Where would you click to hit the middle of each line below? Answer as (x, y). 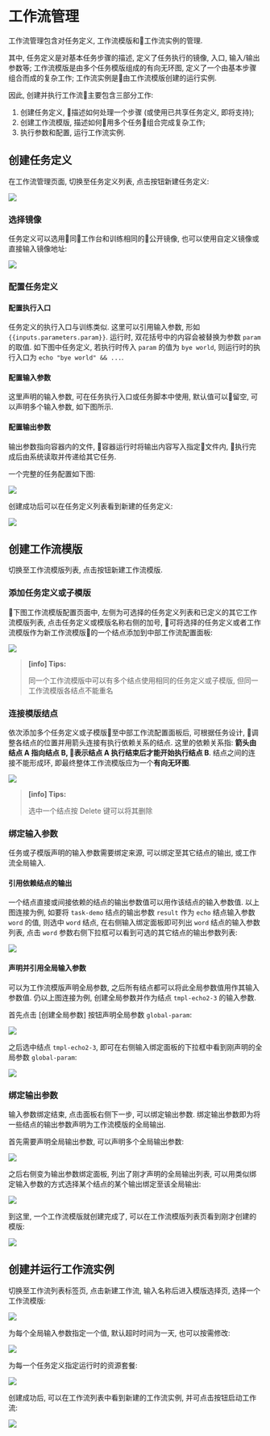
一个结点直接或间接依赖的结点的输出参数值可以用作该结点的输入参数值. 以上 (134, 903)
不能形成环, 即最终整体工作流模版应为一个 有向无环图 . (103, 762)
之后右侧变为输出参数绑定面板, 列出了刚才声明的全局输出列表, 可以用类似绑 (132, 1173)
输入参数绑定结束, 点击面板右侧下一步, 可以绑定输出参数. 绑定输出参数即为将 (134, 1114)
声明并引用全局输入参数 (47, 968)
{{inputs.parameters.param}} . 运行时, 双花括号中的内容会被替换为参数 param (135, 337)
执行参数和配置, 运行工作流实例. (73, 132)
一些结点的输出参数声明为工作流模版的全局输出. (87, 1124)
